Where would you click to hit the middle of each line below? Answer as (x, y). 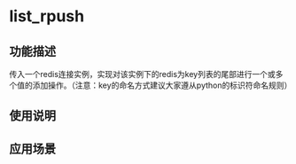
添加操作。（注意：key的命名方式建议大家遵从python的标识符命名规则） (162, 85)
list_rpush (47, 16)
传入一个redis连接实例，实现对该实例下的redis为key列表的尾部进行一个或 (143, 74)
